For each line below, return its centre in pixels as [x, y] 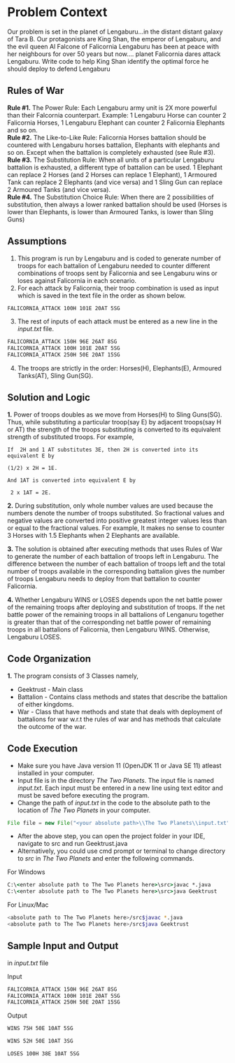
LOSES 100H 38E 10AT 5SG [43, 1054]
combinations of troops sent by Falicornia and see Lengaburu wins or [117, 273]
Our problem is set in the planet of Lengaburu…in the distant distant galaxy [115, 32]
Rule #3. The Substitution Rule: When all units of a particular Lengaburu [111, 160]
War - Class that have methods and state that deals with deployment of [120, 711]
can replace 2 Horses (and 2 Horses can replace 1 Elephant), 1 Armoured [112, 174]
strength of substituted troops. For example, [71, 437]
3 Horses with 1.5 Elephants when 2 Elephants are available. [94, 535]
